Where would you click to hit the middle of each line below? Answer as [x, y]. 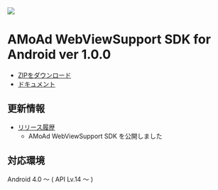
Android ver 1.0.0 [59, 54]
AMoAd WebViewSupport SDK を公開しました [95, 136]
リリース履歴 [36, 127]
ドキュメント [36, 84]
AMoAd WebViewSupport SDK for [109, 39]
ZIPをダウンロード [44, 75]
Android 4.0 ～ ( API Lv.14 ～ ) [50, 179]
